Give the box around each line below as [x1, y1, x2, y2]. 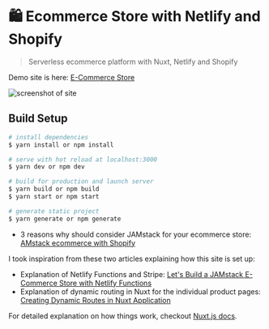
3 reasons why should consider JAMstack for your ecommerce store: [19, 229, 252, 239]
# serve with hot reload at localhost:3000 [8, 156, 158, 164]
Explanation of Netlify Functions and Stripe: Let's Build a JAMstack [19, 269, 244, 279]
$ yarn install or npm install [8, 140, 114, 149]
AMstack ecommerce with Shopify [19, 237, 136, 248]
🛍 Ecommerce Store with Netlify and [8, 7, 261, 26]
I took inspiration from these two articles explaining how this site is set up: [8, 254, 255, 263]
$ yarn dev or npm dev [8, 163, 85, 171]
